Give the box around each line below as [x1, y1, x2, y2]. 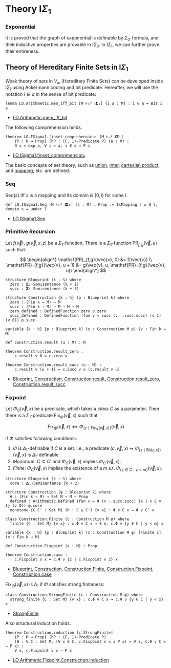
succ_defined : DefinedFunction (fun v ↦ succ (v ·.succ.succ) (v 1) [10, 313, 161, 318]
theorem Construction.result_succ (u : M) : [5, 362, 102, 368]
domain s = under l [5, 206, 47, 211]
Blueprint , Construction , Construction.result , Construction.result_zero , [12, 376, 160, 382]
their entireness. [5, 48, 40, 54]
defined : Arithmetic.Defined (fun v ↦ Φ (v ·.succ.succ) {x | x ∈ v [10, 499, 161, 504]
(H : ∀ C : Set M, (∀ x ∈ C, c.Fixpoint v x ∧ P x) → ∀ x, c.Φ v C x [14, 639, 166, 644]
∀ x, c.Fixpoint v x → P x [14, 648, 72, 653]
